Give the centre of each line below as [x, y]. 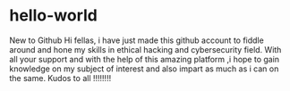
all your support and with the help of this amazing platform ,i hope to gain [145, 59]
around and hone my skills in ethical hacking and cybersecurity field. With [145, 49]
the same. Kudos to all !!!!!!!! [60, 78]
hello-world [54, 16]
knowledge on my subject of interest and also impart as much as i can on [144, 69]
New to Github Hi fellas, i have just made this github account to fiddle [136, 40]
